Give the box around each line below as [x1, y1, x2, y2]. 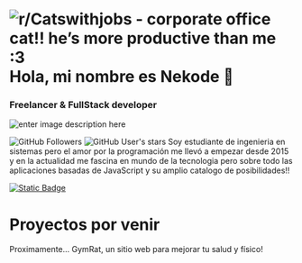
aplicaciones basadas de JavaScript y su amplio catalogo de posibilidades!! [9, 165, 290, 176]
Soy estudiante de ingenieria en [168, 136, 286, 148]
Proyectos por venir [9, 214, 160, 234]
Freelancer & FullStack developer [9, 99, 158, 112]
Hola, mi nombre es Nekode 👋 [9, 67, 234, 87]
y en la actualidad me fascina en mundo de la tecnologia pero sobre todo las [9, 156, 293, 167]
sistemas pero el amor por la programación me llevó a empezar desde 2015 [9, 146, 289, 157]
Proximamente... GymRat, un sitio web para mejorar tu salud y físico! [9, 244, 263, 255]
